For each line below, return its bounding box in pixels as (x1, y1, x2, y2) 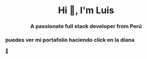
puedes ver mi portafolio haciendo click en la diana (5, 37, 135, 44)
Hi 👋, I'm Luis (58, 5, 114, 16)
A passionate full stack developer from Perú (30, 23, 142, 30)
